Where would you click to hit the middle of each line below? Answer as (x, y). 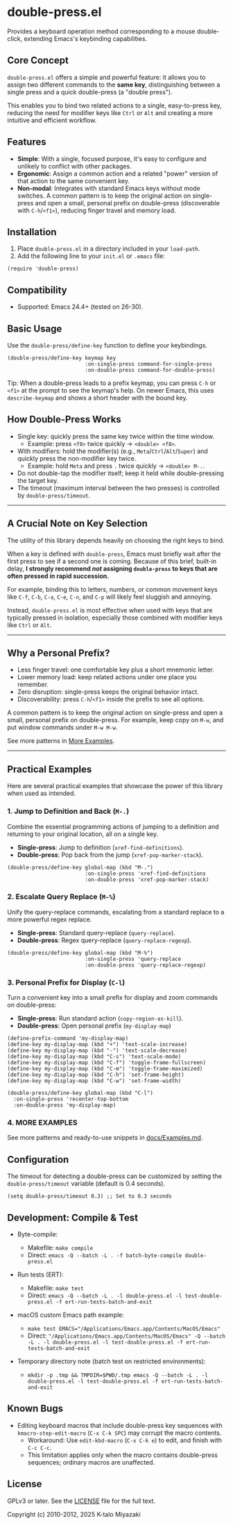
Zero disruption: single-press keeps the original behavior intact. (108, 692)
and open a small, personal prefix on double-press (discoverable (127, 203)
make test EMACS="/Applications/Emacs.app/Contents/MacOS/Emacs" (124, 1329)
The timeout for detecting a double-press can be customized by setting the (114, 1176)
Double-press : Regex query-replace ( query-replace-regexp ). (104, 940)
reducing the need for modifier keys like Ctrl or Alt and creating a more (110, 112)
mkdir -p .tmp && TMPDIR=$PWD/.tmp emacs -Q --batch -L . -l (118, 1375)
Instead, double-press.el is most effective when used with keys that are (110, 610)
